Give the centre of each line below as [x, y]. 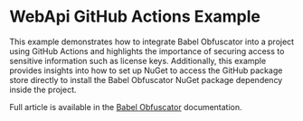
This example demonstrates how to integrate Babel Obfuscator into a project [152, 42]
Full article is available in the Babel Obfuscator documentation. [126, 107]
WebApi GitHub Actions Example [135, 17]
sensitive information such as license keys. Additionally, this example [138, 60]
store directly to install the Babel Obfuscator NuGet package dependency [146, 79]
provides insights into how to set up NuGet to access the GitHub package [146, 70]
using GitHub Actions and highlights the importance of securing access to [147, 51]
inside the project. [43, 89]
